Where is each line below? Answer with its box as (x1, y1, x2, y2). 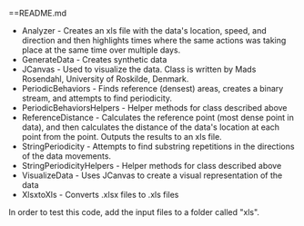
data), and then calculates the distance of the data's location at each (21, 122, 279, 133)
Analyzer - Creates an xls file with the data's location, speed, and (21, 25, 268, 35)
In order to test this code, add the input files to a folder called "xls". (8, 207, 260, 217)
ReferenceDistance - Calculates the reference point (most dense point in (21, 113, 295, 123)
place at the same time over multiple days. (21, 44, 181, 55)
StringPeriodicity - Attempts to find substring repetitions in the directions (21, 141, 295, 152)
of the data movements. (21, 151, 111, 162)
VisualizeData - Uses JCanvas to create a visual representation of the (21, 170, 283, 181)
